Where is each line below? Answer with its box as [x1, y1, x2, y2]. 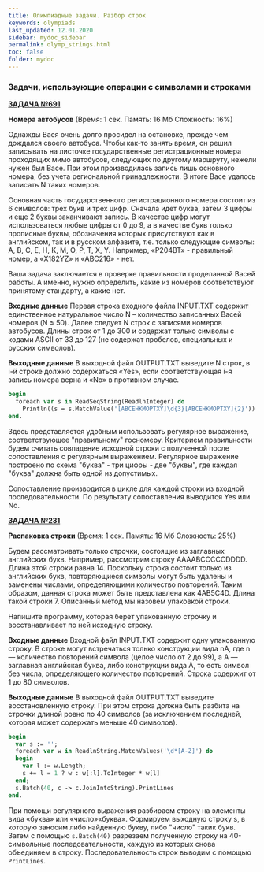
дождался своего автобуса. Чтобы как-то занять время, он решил [8, 139, 232, 148]
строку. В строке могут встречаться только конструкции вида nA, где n [8, 644, 251, 653]
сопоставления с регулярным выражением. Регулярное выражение [8, 451, 239, 461]
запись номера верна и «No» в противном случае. [8, 375, 180, 384]
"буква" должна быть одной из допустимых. [8, 468, 158, 477]
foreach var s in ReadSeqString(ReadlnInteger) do [15, 398, 185, 406]
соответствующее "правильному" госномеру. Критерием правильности [8, 435, 253, 444]
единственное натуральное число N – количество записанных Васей [8, 310, 242, 319]
